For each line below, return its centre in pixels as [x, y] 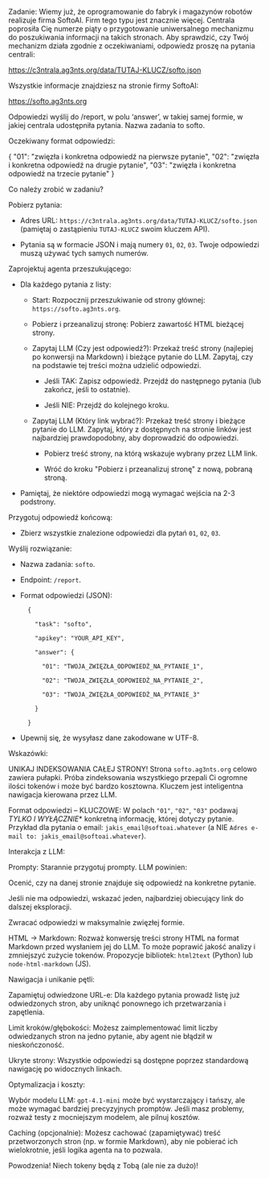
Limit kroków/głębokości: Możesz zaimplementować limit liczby [113, 1027]
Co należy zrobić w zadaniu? [56, 189]
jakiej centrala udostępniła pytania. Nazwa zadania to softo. [107, 125]
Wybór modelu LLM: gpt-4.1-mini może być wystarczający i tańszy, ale [127, 1100]
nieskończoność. [37, 1045]
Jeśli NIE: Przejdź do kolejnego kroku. [106, 405]
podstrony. [38, 502]
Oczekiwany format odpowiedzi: [62, 141]
